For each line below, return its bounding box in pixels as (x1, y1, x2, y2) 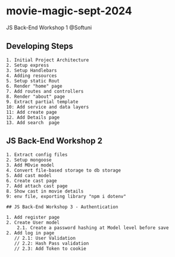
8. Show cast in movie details (6, 188, 84, 194)
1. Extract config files (6, 151, 68, 157)
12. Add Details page (6, 114, 60, 120)
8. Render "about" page (6, 94, 65, 100)
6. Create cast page (6, 178, 58, 184)
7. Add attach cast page (6, 183, 68, 189)
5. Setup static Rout (6, 78, 60, 84)
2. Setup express (6, 62, 49, 68)
